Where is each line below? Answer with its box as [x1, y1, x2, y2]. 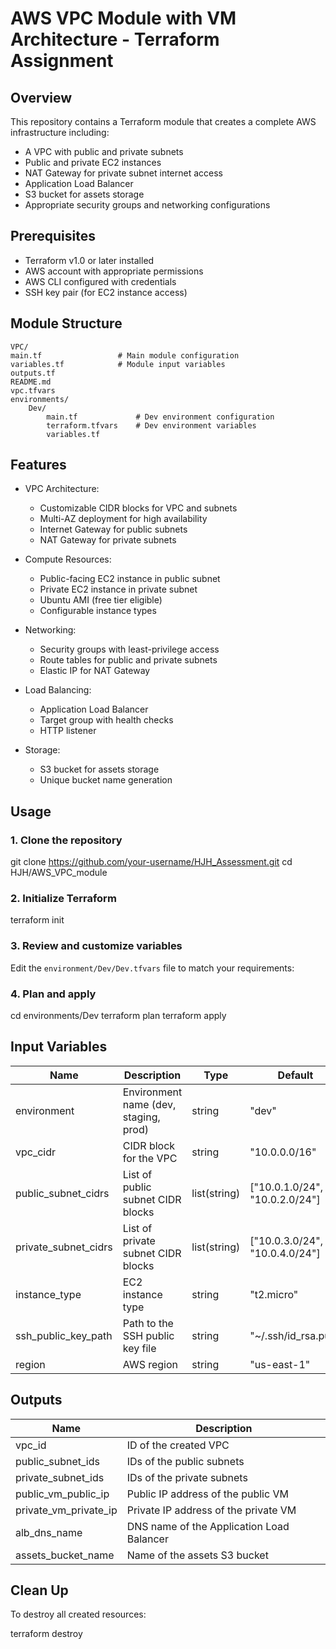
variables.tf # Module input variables [10, 359, 226, 369]
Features [10, 457, 67, 474]
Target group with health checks [39, 714, 174, 726]
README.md [10, 377, 52, 387]
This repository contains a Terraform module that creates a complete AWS [10, 116, 317, 127]
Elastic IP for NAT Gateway [39, 665, 151, 677]
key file [122, 1341, 157, 1355]
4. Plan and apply [10, 987, 97, 1001]
